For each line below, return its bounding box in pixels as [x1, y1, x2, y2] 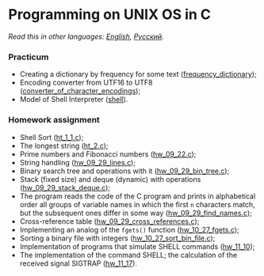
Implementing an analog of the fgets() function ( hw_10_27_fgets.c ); [19, 225, 239, 234]
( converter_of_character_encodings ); [19, 86, 141, 96]
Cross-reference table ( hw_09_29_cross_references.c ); [19, 216, 200, 226]
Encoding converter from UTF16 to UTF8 [19, 78, 153, 88]
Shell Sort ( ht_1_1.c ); [19, 132, 84, 142]
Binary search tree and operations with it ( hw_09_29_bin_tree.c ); [19, 166, 230, 176]
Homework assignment [8, 115, 101, 126]
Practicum [8, 51, 49, 62]
